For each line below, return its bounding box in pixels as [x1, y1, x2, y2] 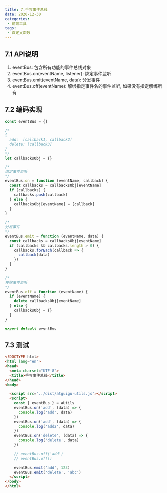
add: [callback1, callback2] [9, 137, 72, 142]
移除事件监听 [5, 280, 28, 285]
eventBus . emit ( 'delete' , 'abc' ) [14, 470, 81, 475]
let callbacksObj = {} [5, 156, 52, 161]
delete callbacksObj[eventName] [14, 299, 81, 304]
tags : [5, 26, 16, 31]
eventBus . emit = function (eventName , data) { [5, 234, 104, 239]
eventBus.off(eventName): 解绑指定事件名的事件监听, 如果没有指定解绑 [12, 83, 158, 89]
